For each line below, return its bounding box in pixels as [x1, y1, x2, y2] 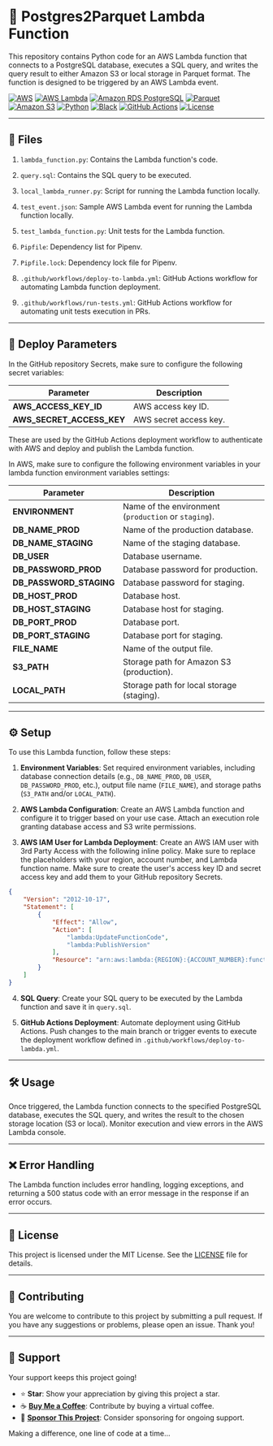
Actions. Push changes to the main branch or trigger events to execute [19, 1026, 258, 1036]
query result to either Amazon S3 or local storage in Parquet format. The [8, 68, 250, 78]
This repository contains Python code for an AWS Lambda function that [8, 51, 248, 61]
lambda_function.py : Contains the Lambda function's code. [19, 154, 219, 164]
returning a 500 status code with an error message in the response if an [8, 1188, 249, 1198]
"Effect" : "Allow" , [51, 918, 118, 926]
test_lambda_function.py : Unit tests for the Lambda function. [19, 226, 225, 236]
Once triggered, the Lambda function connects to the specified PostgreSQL [8, 1101, 262, 1111]
